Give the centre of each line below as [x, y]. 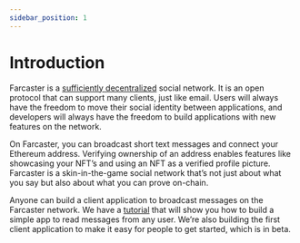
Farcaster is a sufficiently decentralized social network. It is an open [137, 88]
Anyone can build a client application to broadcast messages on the [136, 199]
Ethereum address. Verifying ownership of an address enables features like [150, 153]
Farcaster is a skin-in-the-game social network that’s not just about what [145, 172]
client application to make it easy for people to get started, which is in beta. [150, 228]
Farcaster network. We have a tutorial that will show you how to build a [142, 209]
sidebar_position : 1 [49, 18]
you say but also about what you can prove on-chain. [109, 182]
